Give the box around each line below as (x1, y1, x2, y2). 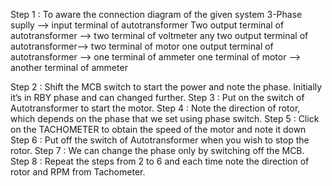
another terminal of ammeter (10, 62, 128, 73)
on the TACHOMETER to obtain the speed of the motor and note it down (10, 124, 307, 135)
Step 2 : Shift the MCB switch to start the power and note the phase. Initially (10, 81, 323, 93)
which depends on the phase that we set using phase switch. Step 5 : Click (10, 113, 320, 124)
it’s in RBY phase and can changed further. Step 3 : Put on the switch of (10, 92, 305, 103)
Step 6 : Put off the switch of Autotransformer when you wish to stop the (10, 134, 310, 146)
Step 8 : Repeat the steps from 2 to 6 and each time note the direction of (10, 155, 310, 167)
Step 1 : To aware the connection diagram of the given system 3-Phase (10, 9, 303, 20)
